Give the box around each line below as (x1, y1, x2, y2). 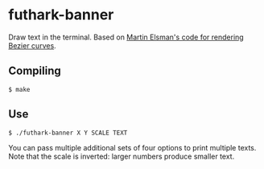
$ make (8, 85, 31, 93)
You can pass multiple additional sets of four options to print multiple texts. (8, 142, 257, 152)
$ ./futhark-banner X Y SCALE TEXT (8, 129, 128, 137)
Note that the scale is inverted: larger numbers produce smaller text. (8, 151, 235, 161)
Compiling (8, 64, 62, 78)
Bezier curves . (8, 40, 56, 50)
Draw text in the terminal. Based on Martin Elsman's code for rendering (8, 32, 244, 42)
